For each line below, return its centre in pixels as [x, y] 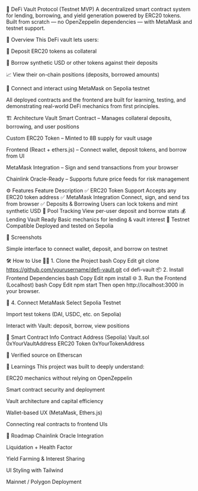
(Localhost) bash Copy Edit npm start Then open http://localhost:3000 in [95, 285]
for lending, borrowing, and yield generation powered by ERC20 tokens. [94, 15]
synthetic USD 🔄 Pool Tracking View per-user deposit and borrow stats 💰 [96, 211]
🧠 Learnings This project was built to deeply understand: [75, 366]
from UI [15, 156]
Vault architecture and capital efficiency [55, 401]
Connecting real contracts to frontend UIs [57, 424]
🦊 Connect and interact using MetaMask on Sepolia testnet [78, 88]
